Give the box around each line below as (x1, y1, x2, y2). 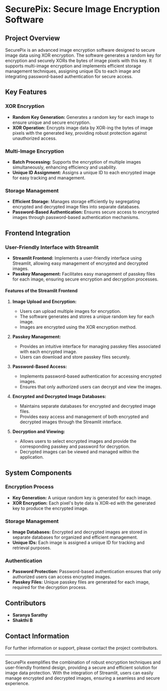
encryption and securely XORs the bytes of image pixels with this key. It (5, 58, 152, 63)
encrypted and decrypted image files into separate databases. (12, 204, 141, 210)
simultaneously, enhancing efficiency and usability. (12, 164, 117, 170)
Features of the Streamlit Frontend (5, 288, 78, 294)
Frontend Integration (5, 229, 71, 237)
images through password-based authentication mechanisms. (12, 214, 140, 220)
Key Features (5, 88, 47, 97)
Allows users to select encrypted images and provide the (19, 438, 137, 444)
